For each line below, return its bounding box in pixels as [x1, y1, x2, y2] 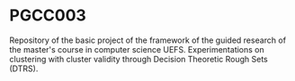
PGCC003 [9, 5, 87, 26]
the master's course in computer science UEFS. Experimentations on [9, 44, 265, 54]
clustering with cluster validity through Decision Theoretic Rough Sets [9, 53, 268, 64]
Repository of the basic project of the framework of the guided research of [9, 35, 286, 45]
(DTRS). [9, 63, 39, 74]
